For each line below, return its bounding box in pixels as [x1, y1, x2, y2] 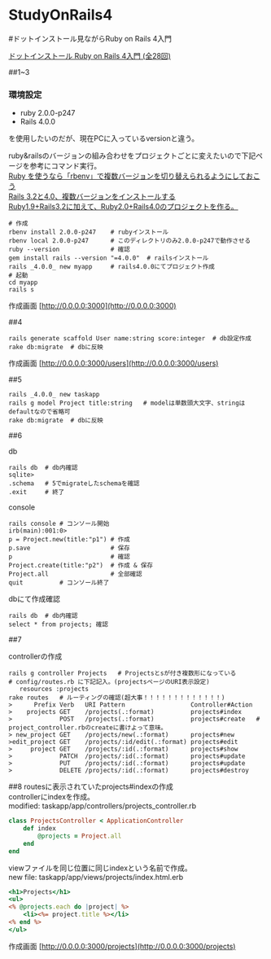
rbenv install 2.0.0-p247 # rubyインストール [8, 228, 169, 237]
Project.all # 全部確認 [8, 570, 142, 579]
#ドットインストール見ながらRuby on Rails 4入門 [8, 33, 173, 43]
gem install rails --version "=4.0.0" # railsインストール [8, 254, 209, 262]
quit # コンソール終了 [8, 579, 110, 587]
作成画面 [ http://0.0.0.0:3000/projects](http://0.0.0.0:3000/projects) [8, 941, 236, 951]
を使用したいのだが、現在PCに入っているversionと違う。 [8, 134, 199, 143]
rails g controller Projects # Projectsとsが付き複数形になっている [8, 669, 237, 677]
